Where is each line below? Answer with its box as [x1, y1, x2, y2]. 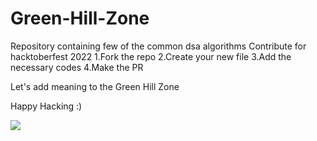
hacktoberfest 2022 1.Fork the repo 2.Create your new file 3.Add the [10, 50, 292, 62]
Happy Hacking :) [10, 100, 83, 112]
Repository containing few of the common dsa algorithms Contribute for [10, 40, 307, 52]
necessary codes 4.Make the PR [10, 61, 144, 73]
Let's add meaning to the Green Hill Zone [10, 80, 180, 92]
